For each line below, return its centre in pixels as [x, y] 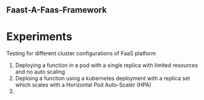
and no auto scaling [40, 72]
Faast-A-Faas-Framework [56, 10]
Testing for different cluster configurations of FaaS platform [81, 53]
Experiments [39, 37]
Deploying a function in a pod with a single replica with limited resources [107, 65]
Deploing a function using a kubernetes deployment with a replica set [103, 79]
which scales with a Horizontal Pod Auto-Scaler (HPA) [83, 85]
